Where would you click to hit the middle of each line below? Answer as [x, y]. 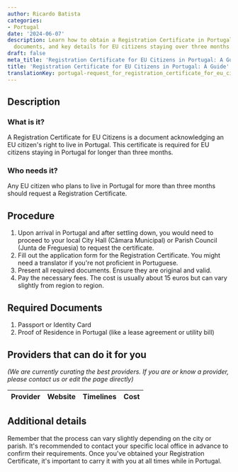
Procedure [31, 215]
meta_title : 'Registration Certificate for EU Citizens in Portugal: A [115, 60]
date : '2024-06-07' [36, 34]
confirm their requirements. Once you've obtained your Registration [106, 453]
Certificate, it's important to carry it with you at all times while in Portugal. [114, 461]
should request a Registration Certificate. [67, 194]
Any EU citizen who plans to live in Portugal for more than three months [112, 186]
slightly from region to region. [61, 286]
